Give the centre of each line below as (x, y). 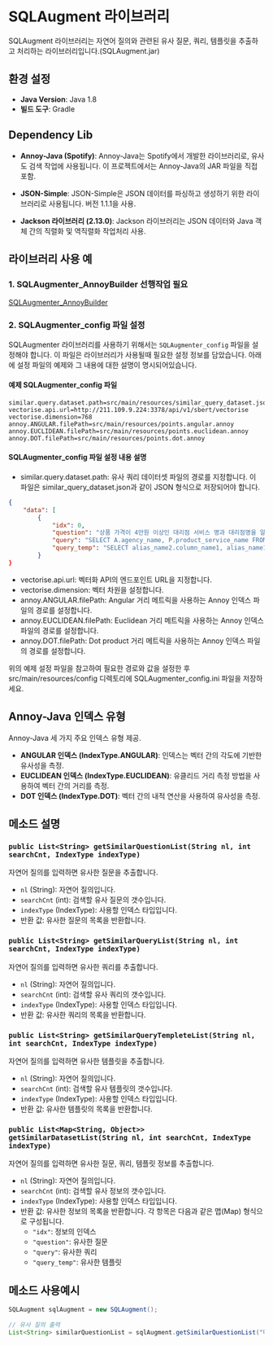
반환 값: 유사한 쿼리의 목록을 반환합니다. (83, 1014)
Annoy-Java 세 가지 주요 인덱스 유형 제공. (75, 738)
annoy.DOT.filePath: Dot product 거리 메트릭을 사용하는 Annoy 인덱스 (133, 641)
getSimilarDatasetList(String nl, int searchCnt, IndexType (130, 1137)
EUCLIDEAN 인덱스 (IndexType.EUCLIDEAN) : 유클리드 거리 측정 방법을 (136, 775)
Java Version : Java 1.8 (58, 99)
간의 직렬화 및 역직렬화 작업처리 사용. (87, 231)
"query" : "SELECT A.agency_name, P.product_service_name (150, 541)
